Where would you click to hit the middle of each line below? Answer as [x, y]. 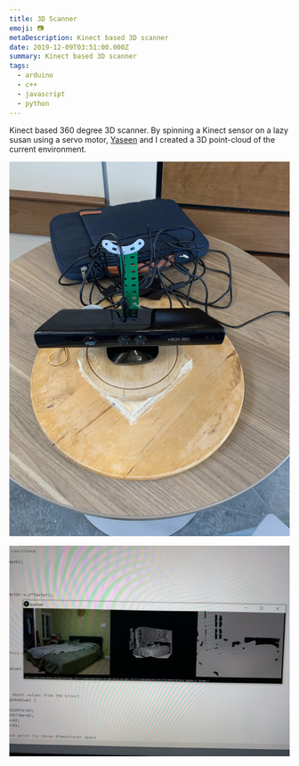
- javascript [41, 94]
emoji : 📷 [27, 28]
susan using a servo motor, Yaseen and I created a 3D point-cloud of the [142, 139]
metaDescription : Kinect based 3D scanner [89, 37]
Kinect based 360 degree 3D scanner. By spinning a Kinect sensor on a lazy [149, 130]
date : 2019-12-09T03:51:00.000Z [69, 47]
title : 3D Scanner [43, 19]
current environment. [48, 149]
